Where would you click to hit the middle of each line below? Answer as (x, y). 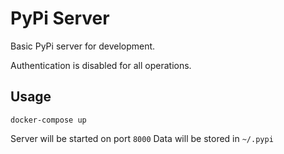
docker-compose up (48, 120)
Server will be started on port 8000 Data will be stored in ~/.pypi (142, 138)
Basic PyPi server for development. (83, 46)
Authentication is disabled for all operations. (101, 65)
